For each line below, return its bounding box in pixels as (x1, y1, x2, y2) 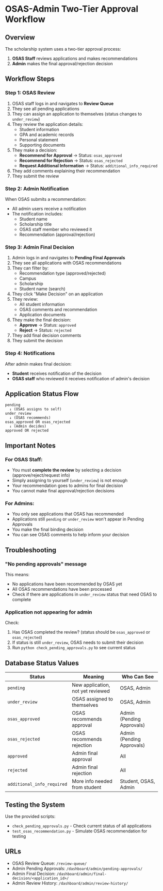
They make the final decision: (12, 317, 71, 323)
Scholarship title (19, 221, 52, 227)
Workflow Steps (5, 75, 55, 83)
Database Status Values (5, 659, 79, 667)
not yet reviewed (72, 688, 110, 695)
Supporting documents (19, 142, 65, 148)
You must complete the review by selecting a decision (12, 467, 121, 473)
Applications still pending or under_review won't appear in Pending (12, 516, 144, 522)
